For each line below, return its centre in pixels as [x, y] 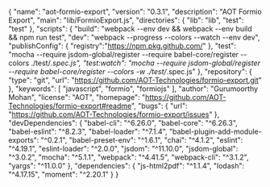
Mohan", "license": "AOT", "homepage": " [77, 97]
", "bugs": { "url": [159, 106]
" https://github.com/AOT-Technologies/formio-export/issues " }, [114, 114]
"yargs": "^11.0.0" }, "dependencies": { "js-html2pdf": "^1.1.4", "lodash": [126, 166]
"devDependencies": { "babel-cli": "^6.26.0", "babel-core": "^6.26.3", [123, 123]
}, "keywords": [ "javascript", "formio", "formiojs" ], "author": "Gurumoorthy [133, 89]
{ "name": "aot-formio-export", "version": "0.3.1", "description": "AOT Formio [135, 12]
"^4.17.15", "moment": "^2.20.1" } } [64, 174]
